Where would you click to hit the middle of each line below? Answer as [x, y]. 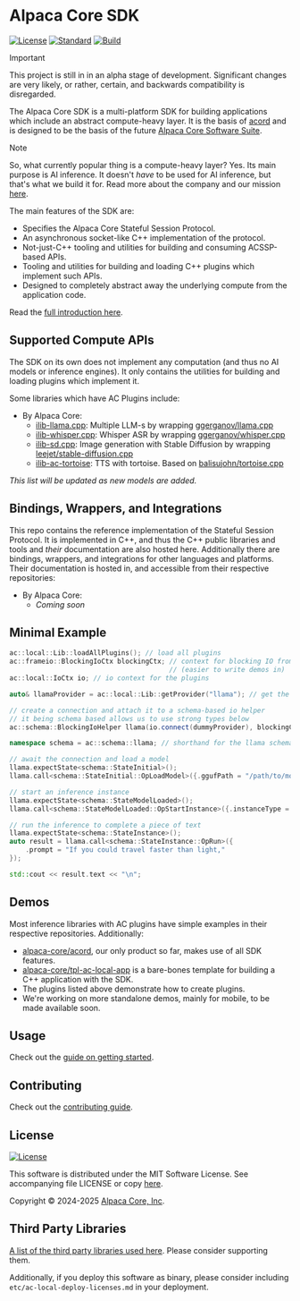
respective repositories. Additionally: [77, 933]
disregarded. [33, 94]
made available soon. [61, 1008]
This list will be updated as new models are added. [103, 480]
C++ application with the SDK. [78, 979]
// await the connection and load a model [89, 760]
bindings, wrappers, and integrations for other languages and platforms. [142, 558]
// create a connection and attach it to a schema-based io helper [137, 710]
